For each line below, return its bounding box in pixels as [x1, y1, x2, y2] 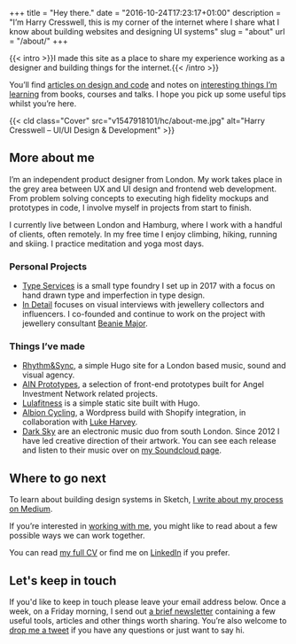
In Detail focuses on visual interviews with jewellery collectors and [21, 299, 265, 310]
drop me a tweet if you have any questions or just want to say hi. [9, 625, 245, 636]
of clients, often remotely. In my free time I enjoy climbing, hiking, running [9, 229, 277, 239]
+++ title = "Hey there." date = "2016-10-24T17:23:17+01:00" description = [9, 8, 282, 18]
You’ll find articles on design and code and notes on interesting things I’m [9, 80, 277, 89]
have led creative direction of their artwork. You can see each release [21, 436, 277, 446]
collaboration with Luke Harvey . [21, 416, 138, 428]
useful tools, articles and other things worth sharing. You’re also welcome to [9, 616, 287, 626]
